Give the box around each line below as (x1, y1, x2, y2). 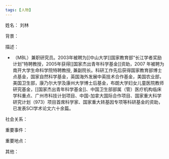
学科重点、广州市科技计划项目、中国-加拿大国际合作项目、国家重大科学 (12, 92, 162, 99)
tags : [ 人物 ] (5, 7, 31, 13)
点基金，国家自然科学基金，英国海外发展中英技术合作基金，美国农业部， (12, 73, 164, 79)
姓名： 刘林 (5, 22, 29, 28)
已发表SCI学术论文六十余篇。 (12, 105, 74, 111)
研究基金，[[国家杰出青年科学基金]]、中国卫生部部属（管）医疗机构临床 (12, 86, 162, 92)
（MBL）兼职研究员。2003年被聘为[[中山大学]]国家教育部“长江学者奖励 (12, 54, 162, 60)
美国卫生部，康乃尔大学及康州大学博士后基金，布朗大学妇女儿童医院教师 (12, 80, 164, 86)
